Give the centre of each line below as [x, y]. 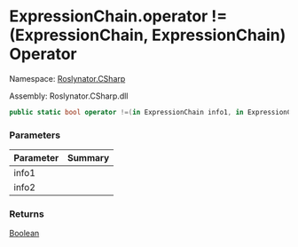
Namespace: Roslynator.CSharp [67, 78]
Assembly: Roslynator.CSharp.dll [69, 96]
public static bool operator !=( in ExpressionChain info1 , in [126, 112]
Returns [27, 214]
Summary [88, 158]
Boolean [24, 234]
